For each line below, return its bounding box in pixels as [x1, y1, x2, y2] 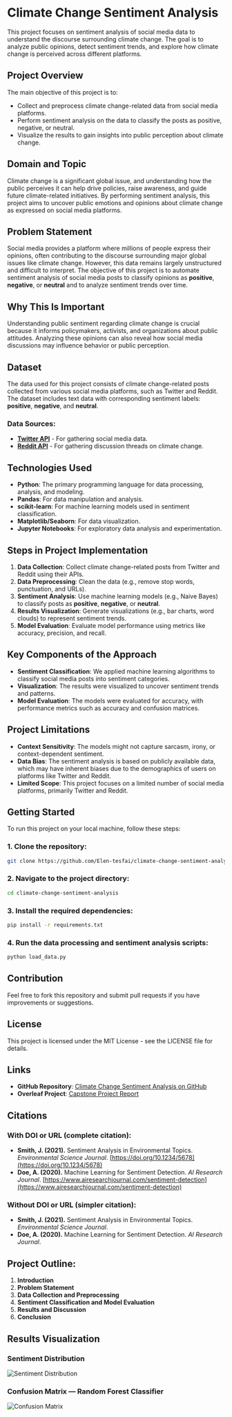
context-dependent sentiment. [17, 750, 104, 758]
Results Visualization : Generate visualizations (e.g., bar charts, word [17, 607, 214, 615]
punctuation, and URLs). [17, 584, 86, 593]
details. [7, 1044, 28, 1052]
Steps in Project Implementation [7, 544, 148, 556]
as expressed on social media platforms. [7, 206, 122, 214]
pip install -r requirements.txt [7, 922, 104, 929]
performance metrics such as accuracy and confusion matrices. [17, 703, 200, 712]
